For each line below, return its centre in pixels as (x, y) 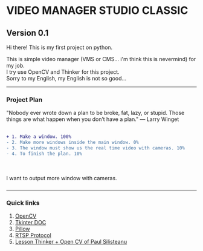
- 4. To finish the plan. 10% (44, 154)
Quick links (23, 203)
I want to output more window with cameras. (62, 178)
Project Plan (24, 99)
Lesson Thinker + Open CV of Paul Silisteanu (71, 242)
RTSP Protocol (33, 235)
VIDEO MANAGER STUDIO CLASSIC (97, 11)
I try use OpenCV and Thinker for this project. (63, 72)
